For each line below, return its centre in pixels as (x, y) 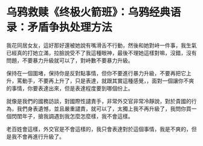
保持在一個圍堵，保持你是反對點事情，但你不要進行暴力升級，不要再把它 (96, 73)
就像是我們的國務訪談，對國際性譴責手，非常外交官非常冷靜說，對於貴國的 (99, 101)
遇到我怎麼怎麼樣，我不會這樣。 (93, 116)
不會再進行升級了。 (40, 136)
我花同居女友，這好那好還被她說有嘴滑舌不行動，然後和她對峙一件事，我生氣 (101, 45)
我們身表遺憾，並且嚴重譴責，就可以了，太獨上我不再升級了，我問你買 (104, 109)
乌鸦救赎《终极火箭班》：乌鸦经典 (89, 12)
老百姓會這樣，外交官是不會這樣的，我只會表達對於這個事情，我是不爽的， (99, 129)
